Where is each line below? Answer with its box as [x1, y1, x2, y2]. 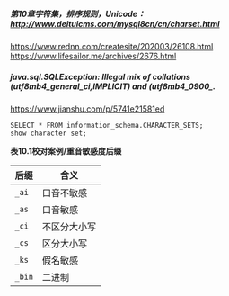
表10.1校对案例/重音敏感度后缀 [10, 145, 122, 157]
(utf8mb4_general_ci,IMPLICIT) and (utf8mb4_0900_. [10, 81, 216, 92]
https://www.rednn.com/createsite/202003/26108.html [10, 40, 214, 51]
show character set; [10, 129, 88, 138]
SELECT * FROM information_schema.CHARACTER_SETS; [10, 121, 204, 130]
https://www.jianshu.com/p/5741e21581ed [10, 103, 165, 114]
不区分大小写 [41, 220, 97, 233]
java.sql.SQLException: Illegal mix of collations [10, 71, 191, 82]
